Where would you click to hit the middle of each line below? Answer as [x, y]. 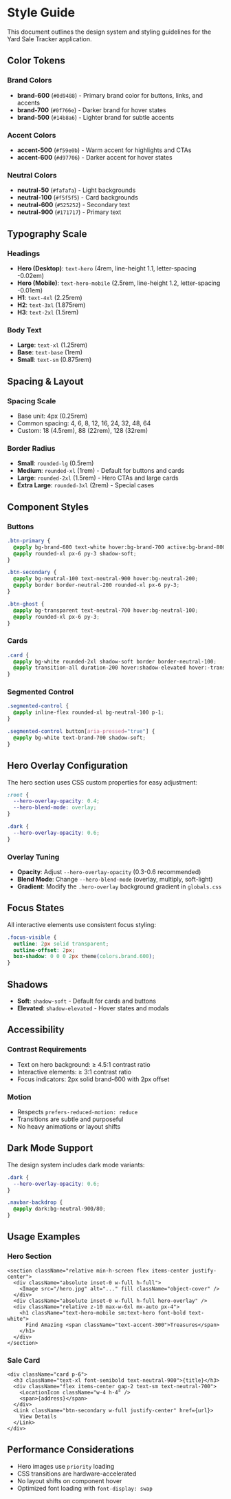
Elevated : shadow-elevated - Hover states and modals [93, 1008]
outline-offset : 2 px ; [44, 950]
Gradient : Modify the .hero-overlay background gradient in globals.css [119, 886]
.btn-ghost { [26, 604]
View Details [38, 1416]
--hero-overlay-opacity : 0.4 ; [56, 801]
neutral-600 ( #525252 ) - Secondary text [74, 205]
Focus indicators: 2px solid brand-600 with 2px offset [93, 1079]
